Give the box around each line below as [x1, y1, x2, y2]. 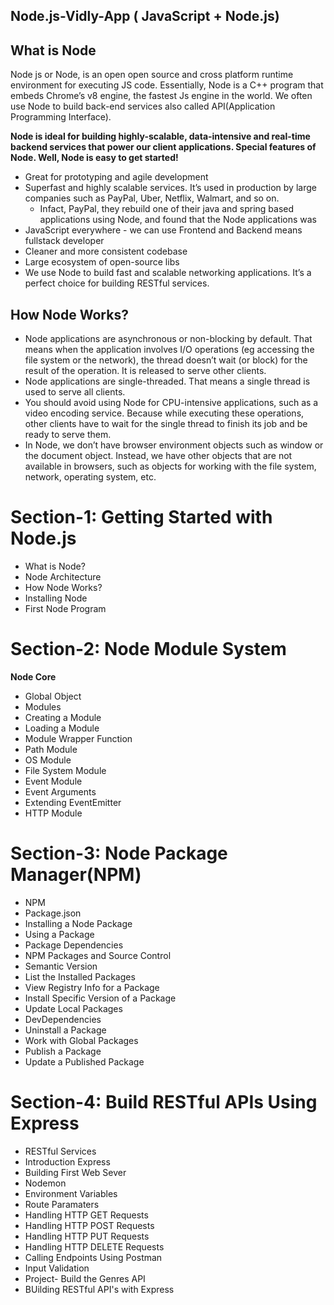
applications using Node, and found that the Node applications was [39, 214, 317, 226]
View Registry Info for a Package [24, 981, 160, 993]
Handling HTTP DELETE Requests [24, 1240, 165, 1253]
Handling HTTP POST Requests [24, 1219, 155, 1231]
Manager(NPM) [10, 864, 142, 886]
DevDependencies [24, 1013, 102, 1025]
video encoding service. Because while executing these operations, [24, 407, 305, 419]
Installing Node [24, 592, 88, 604]
